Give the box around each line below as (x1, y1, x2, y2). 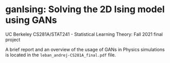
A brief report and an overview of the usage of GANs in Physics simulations (5, 46, 165, 52)
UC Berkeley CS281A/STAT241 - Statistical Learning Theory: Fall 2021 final (5, 31, 163, 37)
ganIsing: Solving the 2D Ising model (5, 4, 165, 15)
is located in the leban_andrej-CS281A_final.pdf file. (5, 52, 116, 58)
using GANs (5, 14, 58, 26)
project (5, 37, 21, 43)
